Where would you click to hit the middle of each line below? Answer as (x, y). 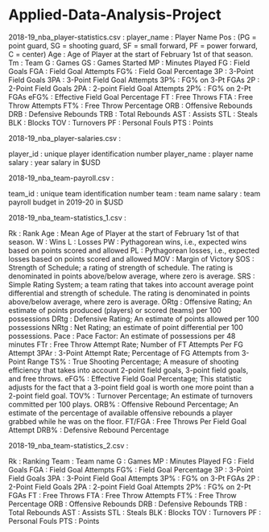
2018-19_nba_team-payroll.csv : (61, 178)
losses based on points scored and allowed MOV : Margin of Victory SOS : (131, 258)
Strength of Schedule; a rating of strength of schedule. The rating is (121, 267)
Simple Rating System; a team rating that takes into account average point (131, 284)
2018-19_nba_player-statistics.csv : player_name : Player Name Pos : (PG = (132, 37)
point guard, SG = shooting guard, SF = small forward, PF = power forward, (133, 45)
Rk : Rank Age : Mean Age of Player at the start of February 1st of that (124, 233)
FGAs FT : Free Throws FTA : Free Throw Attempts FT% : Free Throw (122, 495)
